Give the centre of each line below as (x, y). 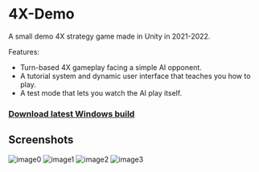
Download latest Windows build (72, 113)
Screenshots (41, 140)
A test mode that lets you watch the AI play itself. (101, 92)
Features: (24, 51)
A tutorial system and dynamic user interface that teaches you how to (135, 76)
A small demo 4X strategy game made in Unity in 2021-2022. (109, 36)
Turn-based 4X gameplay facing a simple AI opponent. (111, 67)
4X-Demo (41, 14)
